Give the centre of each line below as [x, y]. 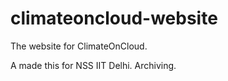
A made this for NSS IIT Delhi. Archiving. [93, 65]
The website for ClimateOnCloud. [79, 46]
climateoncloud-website [114, 18]
